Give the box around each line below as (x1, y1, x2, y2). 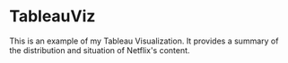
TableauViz (9, 6, 96, 27)
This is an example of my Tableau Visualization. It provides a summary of (9, 35, 279, 46)
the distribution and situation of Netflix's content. (9, 44, 190, 55)
